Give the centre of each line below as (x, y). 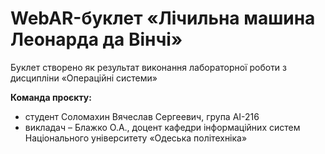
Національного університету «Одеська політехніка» (136, 138)
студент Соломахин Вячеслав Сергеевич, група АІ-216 (142, 116)
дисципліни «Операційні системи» (84, 78)
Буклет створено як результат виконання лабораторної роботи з (149, 67)
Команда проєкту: (51, 97)
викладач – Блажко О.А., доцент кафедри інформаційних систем (162, 127)
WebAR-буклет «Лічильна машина (163, 18)
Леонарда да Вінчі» (96, 39)
